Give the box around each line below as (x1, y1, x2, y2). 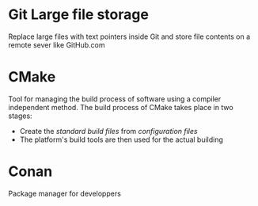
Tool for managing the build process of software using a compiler (8, 93, 222, 104)
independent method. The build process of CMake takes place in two (8, 102, 233, 112)
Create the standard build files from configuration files (19, 126, 198, 135)
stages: (8, 111, 33, 120)
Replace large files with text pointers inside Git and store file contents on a (8, 32, 251, 41)
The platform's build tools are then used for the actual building (19, 135, 224, 144)
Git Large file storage (8, 6, 149, 24)
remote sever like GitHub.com (8, 40, 105, 49)
